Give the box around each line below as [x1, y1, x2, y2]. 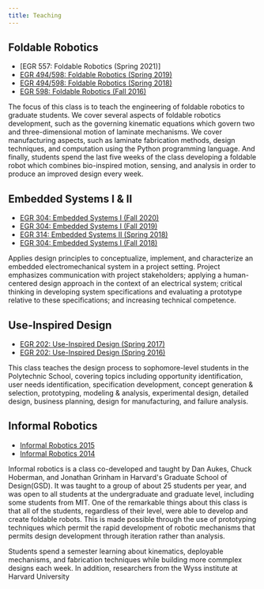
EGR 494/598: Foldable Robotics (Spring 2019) [19, 70, 172, 80]
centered [8, 279, 38, 288]
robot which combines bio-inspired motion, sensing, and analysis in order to [8, 161, 256, 171]
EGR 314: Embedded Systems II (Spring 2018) [19, 230, 168, 239]
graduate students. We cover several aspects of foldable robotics [8, 111, 221, 120]
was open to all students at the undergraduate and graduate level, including [8, 489, 255, 498]
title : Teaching [8, 11, 62, 20]
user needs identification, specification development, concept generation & [8, 380, 254, 389]
